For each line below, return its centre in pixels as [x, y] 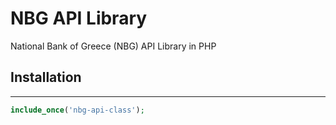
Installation [46, 77]
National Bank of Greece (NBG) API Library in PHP [113, 46]
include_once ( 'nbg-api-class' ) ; [77, 110]
